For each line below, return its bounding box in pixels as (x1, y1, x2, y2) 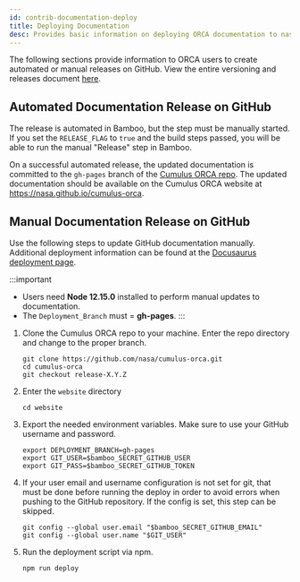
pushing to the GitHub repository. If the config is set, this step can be (21, 496, 277, 507)
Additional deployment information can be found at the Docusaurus (9, 247, 257, 258)
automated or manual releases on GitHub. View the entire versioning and (9, 64, 277, 74)
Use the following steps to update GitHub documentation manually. (9, 238, 256, 248)
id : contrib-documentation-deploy (9, 13, 138, 22)
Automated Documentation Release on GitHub (9, 99, 272, 115)
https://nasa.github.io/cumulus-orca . (9, 188, 145, 199)
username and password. (21, 429, 116, 439)
